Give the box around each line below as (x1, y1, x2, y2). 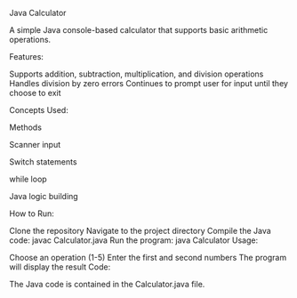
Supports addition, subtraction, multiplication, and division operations (9, 68, 264, 79)
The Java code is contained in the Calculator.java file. (9, 279, 205, 289)
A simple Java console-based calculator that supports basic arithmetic (9, 25, 269, 35)
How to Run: (9, 208, 55, 219)
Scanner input (9, 140, 60, 149)
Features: (9, 52, 44, 61)
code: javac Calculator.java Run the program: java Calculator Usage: (9, 235, 259, 246)
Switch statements (9, 157, 77, 167)
